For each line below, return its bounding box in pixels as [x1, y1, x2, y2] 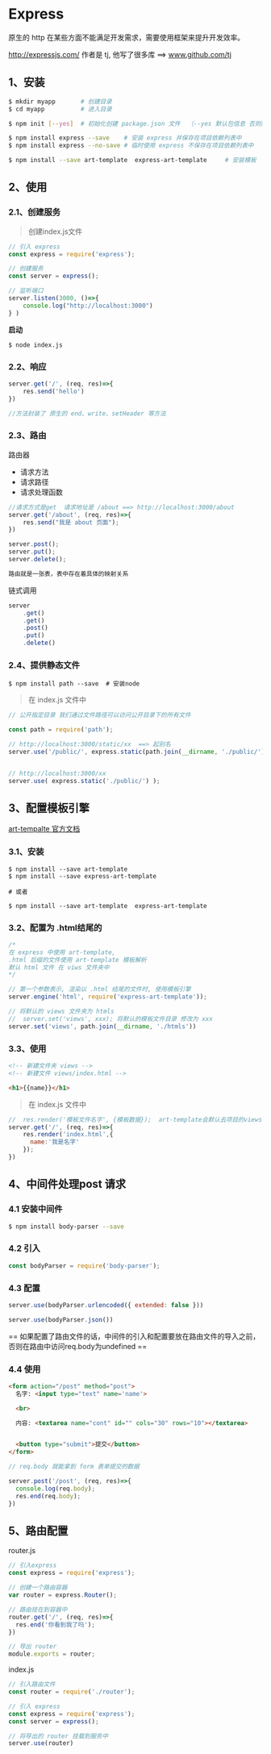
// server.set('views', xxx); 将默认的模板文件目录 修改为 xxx [8, 1014, 214, 1023]
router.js [8, 1546, 36, 1556]
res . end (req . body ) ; [15, 1492, 81, 1500]
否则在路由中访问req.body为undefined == [8, 1341, 148, 1351]
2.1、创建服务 [8, 206, 61, 218]
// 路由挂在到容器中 [8, 1606, 68, 1614]
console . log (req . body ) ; [15, 1485, 95, 1493]
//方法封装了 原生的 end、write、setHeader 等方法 [8, 409, 167, 418]
